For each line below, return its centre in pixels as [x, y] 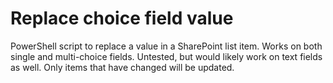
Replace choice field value [122, 18]
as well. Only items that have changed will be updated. [122, 67]
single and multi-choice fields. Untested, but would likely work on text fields [166, 56]
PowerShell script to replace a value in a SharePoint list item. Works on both [166, 46]
